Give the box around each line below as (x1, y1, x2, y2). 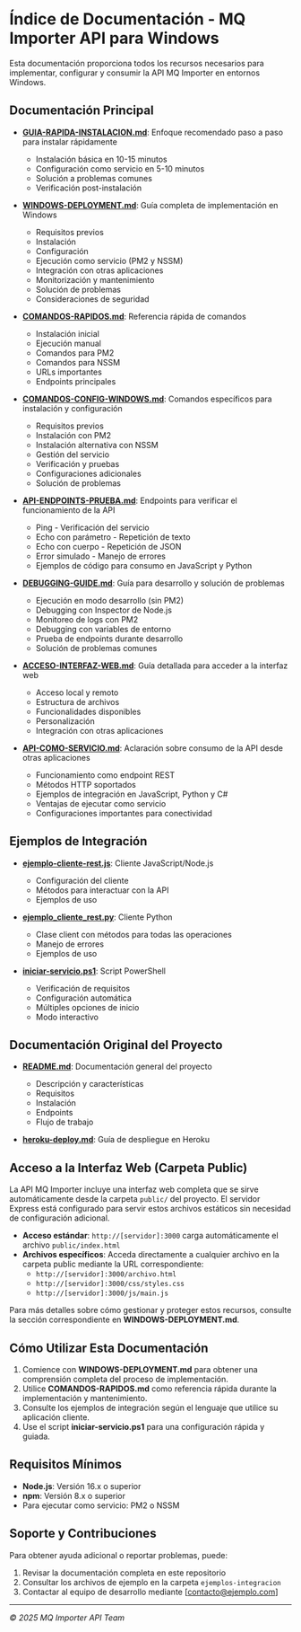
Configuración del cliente (35, 875, 129, 886)
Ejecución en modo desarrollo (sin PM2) (35, 595, 185, 605)
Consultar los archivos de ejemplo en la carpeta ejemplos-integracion (21, 1576, 282, 1587)
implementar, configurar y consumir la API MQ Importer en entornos (9, 67, 261, 78)
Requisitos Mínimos (9, 1457, 123, 1472)
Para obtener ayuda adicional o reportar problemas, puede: (9, 1549, 228, 1560)
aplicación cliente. (21, 1412, 90, 1423)
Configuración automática (35, 992, 133, 1003)
